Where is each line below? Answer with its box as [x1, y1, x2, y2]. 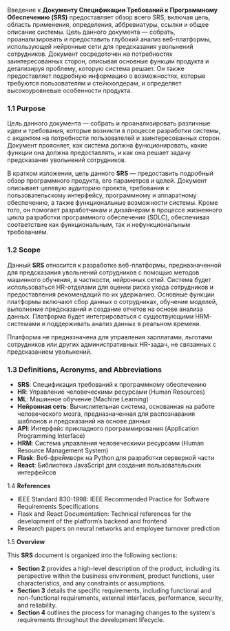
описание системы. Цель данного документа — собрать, [7, 28, 176, 36]
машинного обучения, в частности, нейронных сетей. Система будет [7, 275, 211, 283]
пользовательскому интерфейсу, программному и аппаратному [7, 191, 197, 199]
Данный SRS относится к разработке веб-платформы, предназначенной [7, 261, 222, 269]
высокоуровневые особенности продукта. [7, 86, 132, 94]
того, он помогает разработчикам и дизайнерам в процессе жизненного [7, 206, 222, 214]
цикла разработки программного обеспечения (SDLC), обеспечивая [7, 213, 210, 221]
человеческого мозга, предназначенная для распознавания [17, 410, 196, 418]
